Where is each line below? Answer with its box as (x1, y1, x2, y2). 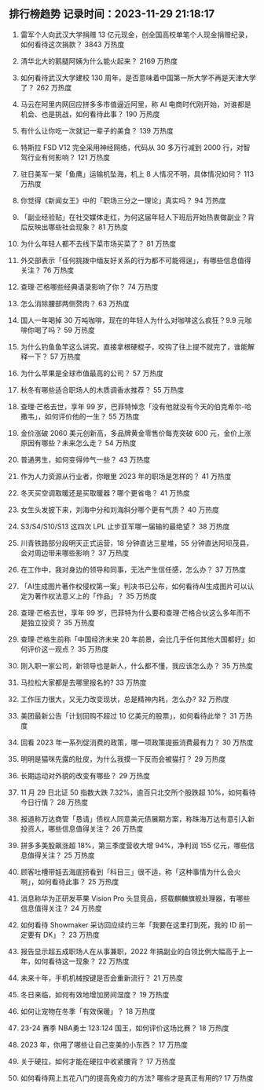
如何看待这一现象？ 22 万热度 (34, 956, 130, 966)
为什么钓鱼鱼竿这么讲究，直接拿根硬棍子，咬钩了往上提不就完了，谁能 (20, 342, 248, 351)
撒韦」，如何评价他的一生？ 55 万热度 (20, 411, 140, 421)
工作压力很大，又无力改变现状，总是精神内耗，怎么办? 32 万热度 (20, 694, 230, 704)
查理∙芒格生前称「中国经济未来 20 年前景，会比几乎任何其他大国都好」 (20, 635, 248, 644)
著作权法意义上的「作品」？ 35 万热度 (34, 591, 157, 601)
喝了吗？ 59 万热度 (34, 325, 95, 335)
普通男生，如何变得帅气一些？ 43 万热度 (20, 455, 151, 464)
